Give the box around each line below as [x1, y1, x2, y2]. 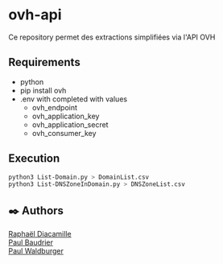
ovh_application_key [31, 111, 100, 121]
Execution [8, 151, 60, 166]
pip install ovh [19, 85, 67, 95]
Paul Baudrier [8, 237, 54, 247]
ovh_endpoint [31, 102, 78, 112]
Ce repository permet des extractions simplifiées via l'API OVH [8, 32, 216, 42]
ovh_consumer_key [31, 128, 97, 138]
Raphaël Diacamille [8, 229, 72, 239]
